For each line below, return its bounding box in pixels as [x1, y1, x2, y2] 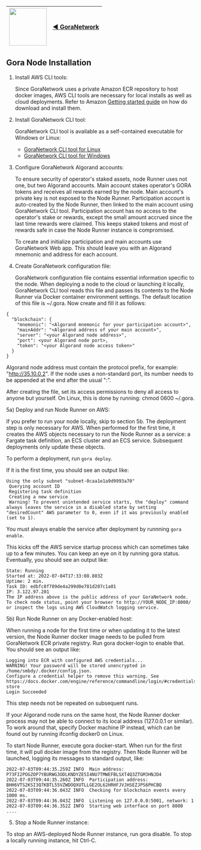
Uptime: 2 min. [6, 578, 44, 584]
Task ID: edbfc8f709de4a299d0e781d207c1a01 [6, 583, 117, 589]
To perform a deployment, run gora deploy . [6, 454, 112, 462]
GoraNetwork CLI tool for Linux [23, 145, 101, 152]
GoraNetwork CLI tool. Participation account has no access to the [14, 207, 177, 214]
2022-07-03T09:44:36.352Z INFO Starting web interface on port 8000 [6, 803, 184, 809]
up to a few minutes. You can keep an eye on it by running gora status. [6, 549, 180, 557]
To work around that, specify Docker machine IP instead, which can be [6, 723, 181, 731]
